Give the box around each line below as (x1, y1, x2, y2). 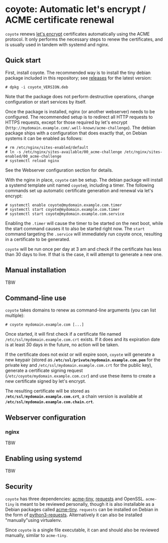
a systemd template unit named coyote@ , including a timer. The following (5, 182, 154, 188)
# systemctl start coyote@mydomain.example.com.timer (5, 207, 120, 212)
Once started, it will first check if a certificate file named (5, 331, 121, 337)
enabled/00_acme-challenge (5, 153, 62, 159)
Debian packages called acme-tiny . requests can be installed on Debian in (5, 506, 158, 512)
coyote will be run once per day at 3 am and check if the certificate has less (5, 246, 161, 252)
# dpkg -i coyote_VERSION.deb (5, 85, 69, 90)
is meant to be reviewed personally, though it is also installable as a (15, 501, 154, 507)
